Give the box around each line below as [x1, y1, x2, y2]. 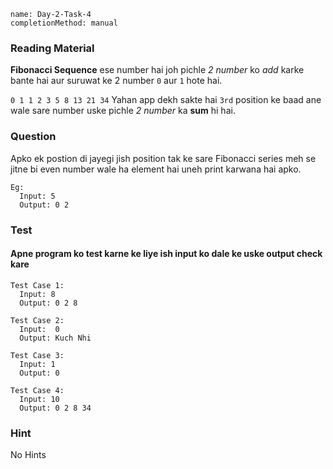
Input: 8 [19, 289, 56, 299]
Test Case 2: [10, 315, 65, 325]
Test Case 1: [10, 280, 65, 290]
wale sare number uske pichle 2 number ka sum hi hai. [10, 105, 236, 117]
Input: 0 [19, 324, 60, 334]
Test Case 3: [10, 350, 65, 360]
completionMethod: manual [10, 18, 118, 28]
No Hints [10, 449, 47, 461]
